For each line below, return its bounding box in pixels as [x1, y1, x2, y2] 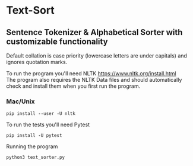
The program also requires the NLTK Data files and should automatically [6, 76, 182, 83]
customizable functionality [6, 36, 108, 46]
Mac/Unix [6, 97, 35, 106]
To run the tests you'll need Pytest [6, 121, 90, 128]
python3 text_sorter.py [6, 155, 65, 161]
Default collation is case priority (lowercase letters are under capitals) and [6, 52, 187, 59]
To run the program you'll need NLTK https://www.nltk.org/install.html [6, 70, 176, 77]
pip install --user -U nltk [6, 111, 76, 117]
